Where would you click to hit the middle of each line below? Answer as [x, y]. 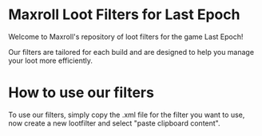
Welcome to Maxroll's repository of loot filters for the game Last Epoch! [126, 37]
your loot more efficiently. [51, 60]
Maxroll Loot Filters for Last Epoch [124, 15]
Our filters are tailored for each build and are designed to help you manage [131, 52]
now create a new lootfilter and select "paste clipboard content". [114, 123]
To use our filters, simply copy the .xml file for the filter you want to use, [127, 115]
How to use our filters [81, 93]
